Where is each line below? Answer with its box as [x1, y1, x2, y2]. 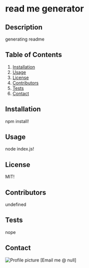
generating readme [5, 36, 45, 42]
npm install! [5, 118, 29, 124]
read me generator [5, 3, 84, 14]
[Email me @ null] [40, 257, 76, 263]
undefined [5, 201, 26, 207]
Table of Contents [5, 50, 62, 59]
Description [5, 23, 42, 31]
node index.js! [5, 146, 34, 152]
